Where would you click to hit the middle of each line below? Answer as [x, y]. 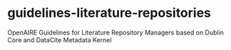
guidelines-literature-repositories [109, 13]
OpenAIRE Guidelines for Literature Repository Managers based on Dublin [116, 32]
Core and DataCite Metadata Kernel [60, 39]
